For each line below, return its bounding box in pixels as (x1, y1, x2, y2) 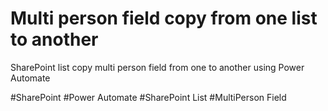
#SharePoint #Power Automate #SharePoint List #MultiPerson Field (10, 91, 287, 103)
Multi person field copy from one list (10, 7, 318, 30)
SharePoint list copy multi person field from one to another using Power (10, 61, 305, 73)
